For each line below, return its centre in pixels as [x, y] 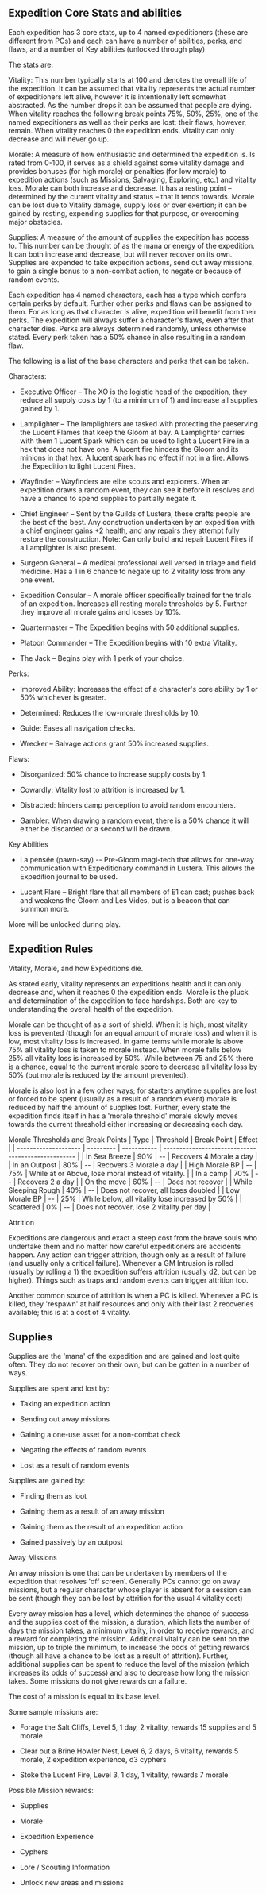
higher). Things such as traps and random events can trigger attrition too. [128, 1280]
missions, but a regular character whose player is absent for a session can [130, 1590]
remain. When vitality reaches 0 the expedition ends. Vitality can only [121, 130]
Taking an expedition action [65, 1404]
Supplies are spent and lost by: [59, 1388]
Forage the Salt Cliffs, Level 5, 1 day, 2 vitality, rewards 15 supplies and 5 [138, 1727]
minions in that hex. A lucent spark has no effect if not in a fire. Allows [134, 457]
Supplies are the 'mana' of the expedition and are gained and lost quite [124, 1356]
